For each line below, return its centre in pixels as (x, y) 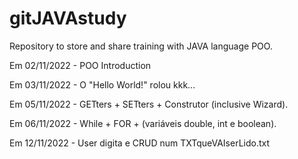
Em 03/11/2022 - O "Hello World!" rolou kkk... (102, 84)
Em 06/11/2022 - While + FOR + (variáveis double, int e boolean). (143, 123)
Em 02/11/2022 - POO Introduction (80, 65)
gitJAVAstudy (68, 18)
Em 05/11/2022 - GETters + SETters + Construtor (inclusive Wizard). (149, 104)
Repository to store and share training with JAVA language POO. (141, 46)
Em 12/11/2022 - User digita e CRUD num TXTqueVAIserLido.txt (140, 143)
